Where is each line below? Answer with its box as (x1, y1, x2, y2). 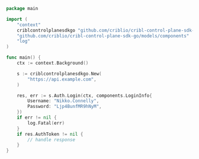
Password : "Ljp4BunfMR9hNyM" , (27, 104, 102, 110)
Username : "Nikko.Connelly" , (27, 98, 99, 104)
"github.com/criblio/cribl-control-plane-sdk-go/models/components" (17, 33, 190, 39)
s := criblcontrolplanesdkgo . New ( (17, 71, 102, 77)
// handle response (27, 136, 76, 142)
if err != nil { (17, 115, 57, 120)
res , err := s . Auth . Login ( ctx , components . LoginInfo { (17, 93, 152, 98)
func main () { (6, 55, 41, 61)
